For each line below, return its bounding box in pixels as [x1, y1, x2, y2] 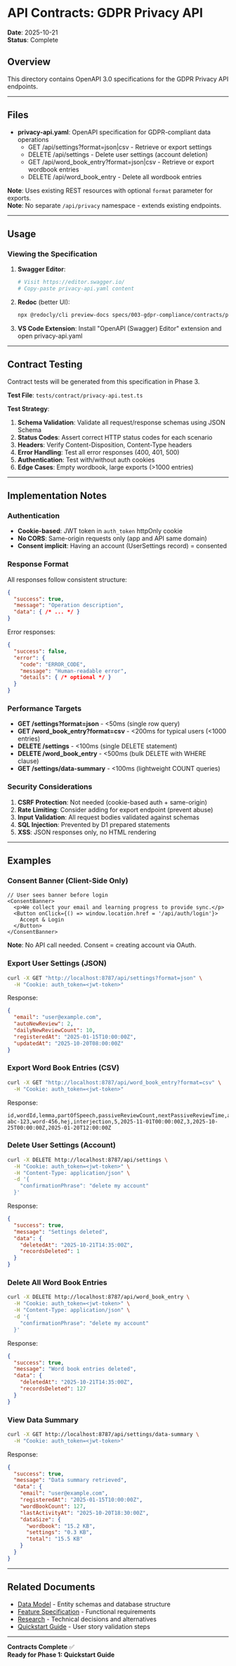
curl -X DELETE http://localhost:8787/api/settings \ [7, 1156, 169, 1164]
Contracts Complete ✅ [7, 1642, 75, 1651]
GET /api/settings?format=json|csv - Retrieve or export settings [27, 143, 212, 151]
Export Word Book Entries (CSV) [7, 1063, 119, 1073]
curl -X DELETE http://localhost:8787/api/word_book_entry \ [7, 1294, 190, 1301]
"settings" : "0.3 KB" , [25, 1529, 93, 1536]
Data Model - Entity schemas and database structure [17, 1600, 171, 1608]
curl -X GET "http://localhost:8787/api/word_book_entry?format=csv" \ [7, 1079, 221, 1086]
